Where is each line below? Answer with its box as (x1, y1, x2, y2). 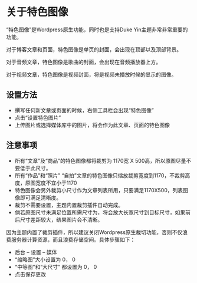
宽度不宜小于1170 (35, 179, 77, 186)
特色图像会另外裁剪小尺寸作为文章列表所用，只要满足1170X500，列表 (14, 186, 183, 193)
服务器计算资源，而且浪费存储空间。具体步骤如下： (11, 236, 136, 243)
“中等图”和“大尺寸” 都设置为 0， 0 (14, 263, 97, 270)
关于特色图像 (6, 5, 69, 19)
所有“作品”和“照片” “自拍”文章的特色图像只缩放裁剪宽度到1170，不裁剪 (14, 172, 185, 179)
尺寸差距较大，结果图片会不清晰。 (19, 216, 103, 223)
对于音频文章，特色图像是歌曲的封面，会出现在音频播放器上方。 (6, 58, 161, 65)
